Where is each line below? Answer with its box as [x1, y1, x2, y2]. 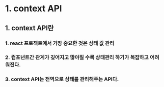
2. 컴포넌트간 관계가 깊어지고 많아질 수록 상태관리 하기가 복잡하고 [5, 54, 149, 61]
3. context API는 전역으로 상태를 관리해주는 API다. [5, 76, 119, 83]
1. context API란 [5, 24, 54, 32]
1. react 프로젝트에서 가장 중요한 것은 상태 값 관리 [5, 40, 114, 47]
